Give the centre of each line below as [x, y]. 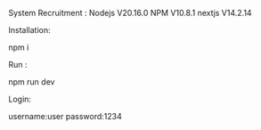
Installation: [29, 30]
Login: [20, 99]
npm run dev [32, 82]
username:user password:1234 [65, 116]
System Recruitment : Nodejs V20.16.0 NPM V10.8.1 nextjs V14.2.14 [130, 13]
